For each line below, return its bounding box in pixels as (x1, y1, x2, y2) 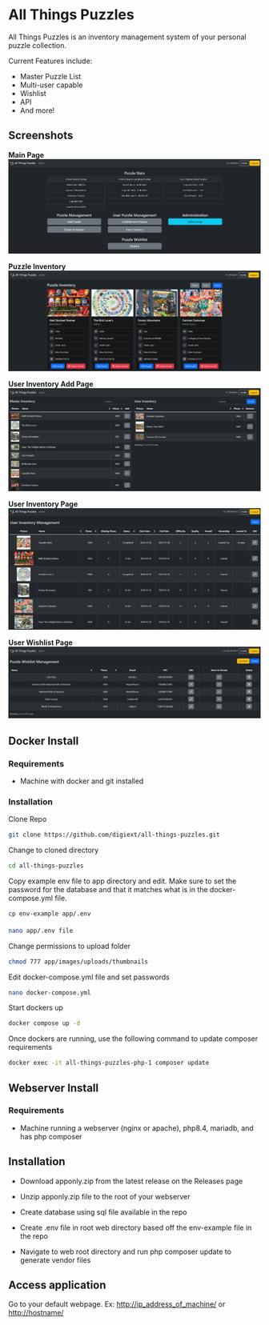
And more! (19, 106, 55, 115)
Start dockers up (8, 1003, 64, 1013)
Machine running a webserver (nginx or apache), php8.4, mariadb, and (19, 1123, 254, 1133)
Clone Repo (8, 815, 47, 824)
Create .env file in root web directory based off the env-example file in (19, 1223, 252, 1232)
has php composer (19, 1131, 82, 1141)
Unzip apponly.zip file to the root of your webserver (19, 1191, 191, 1201)
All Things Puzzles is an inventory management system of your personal (8, 32, 247, 42)
